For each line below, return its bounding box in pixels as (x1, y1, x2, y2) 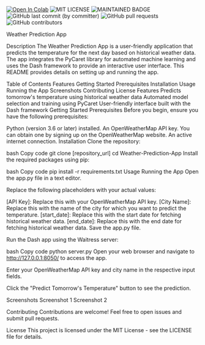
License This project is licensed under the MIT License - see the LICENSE (6, 327, 192, 333)
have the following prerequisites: (6, 113, 89, 120)
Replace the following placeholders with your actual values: (6, 187, 156, 193)
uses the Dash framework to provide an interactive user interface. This (6, 62, 185, 69)
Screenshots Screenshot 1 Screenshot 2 (6, 297, 108, 303)
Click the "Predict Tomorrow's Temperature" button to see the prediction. (6, 284, 192, 292)
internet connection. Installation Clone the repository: (6, 138, 141, 145)
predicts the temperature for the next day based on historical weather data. (6, 49, 196, 56)
